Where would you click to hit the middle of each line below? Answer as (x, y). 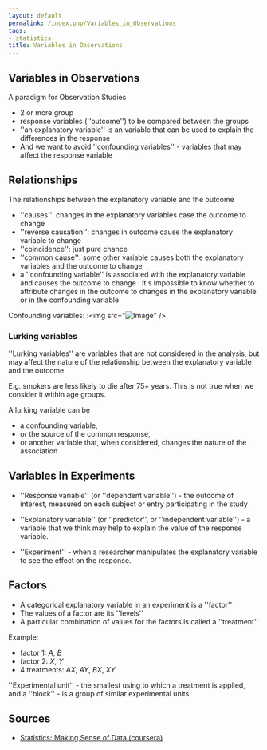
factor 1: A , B (41, 652)
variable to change (51, 240)
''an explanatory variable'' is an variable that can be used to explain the (137, 130)
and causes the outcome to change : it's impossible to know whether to (137, 283)
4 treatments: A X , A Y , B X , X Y (67, 669)
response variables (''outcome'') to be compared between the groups (134, 121)
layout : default (35, 16)
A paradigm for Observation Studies (67, 97)
